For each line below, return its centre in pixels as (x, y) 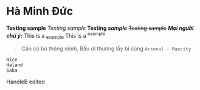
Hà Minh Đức (40, 11)
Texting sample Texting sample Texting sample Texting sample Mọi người (100, 28)
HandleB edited (26, 82)
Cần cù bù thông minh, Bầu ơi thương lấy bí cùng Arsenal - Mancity (106, 49)
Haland (15, 65)
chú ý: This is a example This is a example (56, 36)
